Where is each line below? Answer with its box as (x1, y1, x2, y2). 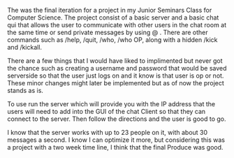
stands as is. (7, 87, 44, 94)
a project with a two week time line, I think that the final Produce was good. (7, 143, 224, 151)
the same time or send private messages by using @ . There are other (7, 28, 208, 36)
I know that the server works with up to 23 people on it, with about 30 (7, 129, 208, 136)
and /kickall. (7, 43, 43, 51)
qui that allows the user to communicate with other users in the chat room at (7, 21, 227, 29)
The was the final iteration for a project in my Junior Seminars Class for (7, 6, 212, 14)
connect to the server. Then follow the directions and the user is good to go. (7, 115, 226, 123)
